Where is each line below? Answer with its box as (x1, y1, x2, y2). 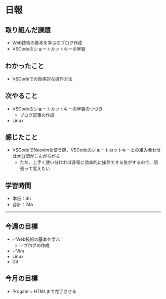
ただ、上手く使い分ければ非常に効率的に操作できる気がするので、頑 (19, 159, 158, 166)
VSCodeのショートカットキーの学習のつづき (12, 106, 103, 112)
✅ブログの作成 (19, 243, 50, 249)
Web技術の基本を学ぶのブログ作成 (12, 40, 83, 45)
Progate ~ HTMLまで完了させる (12, 288, 77, 294)
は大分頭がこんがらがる (12, 153, 60, 159)
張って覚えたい (19, 166, 50, 171)
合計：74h (12, 202, 34, 208)
